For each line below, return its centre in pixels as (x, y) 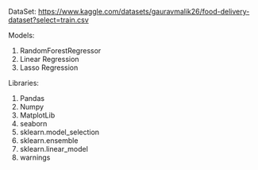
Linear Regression (49, 59)
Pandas (32, 98)
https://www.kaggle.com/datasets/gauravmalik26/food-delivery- (144, 12)
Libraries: (24, 83)
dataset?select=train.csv (48, 20)
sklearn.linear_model (54, 149)
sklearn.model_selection (60, 132)
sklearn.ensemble (49, 141)
